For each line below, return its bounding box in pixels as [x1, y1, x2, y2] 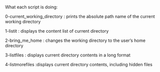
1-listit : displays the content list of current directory [5, 28, 109, 34]
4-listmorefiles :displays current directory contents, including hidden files [5, 62, 153, 67]
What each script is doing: [5, 4, 58, 10]
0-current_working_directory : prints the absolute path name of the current [5, 14, 155, 19]
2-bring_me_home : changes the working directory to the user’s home [5, 37, 146, 43]
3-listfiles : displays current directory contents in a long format [5, 52, 131, 58]
